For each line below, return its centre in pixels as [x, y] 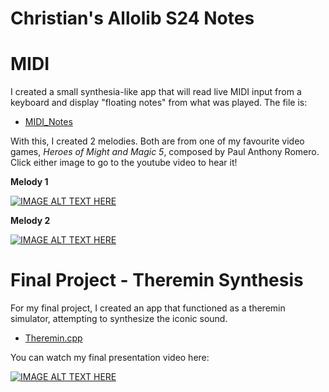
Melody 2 [30, 221]
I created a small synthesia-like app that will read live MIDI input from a [156, 92]
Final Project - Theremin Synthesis [157, 280]
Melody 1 [29, 182]
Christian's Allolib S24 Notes [132, 18]
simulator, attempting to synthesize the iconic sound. [119, 319]
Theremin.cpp [53, 338]
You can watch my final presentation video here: [110, 358]
